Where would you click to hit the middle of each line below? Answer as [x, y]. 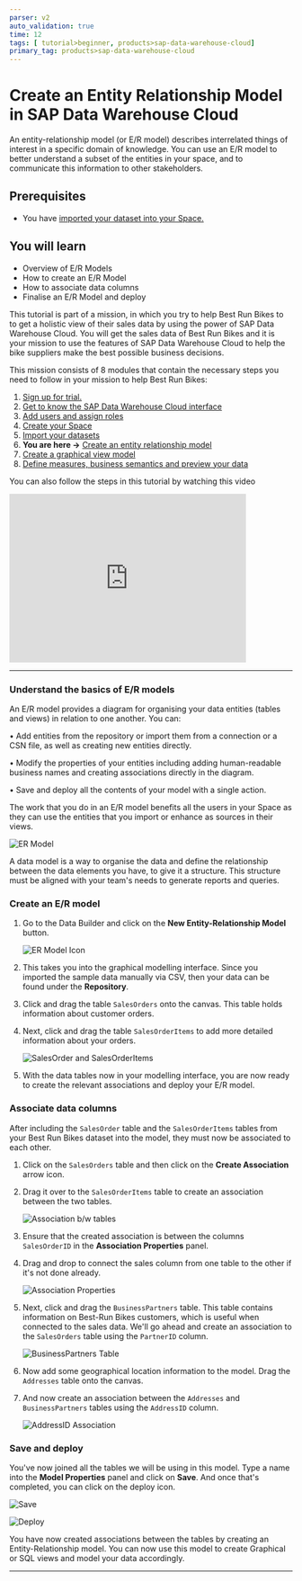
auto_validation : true [52, 26]
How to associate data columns [80, 287]
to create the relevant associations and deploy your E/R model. [138, 1085]
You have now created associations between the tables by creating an [139, 1539]
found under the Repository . [75, 987]
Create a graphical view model [79, 454]
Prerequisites [48, 197]
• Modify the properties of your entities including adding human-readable [145, 763]
